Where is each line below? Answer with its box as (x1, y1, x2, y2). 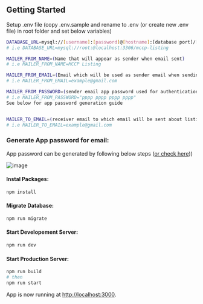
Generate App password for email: (6, 136, 109, 145)
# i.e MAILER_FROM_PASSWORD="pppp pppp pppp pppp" (6, 94, 137, 101)
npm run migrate (6, 216, 47, 222)
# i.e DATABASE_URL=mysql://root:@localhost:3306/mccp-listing (6, 45, 169, 51)
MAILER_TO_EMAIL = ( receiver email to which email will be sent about (6, 116, 182, 122)
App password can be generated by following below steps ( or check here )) (6, 150, 193, 157)
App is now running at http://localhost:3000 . (6, 291, 117, 298)
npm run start (6, 280, 42, 286)
